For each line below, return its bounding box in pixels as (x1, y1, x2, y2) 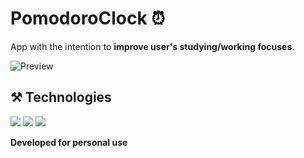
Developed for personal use (10, 136, 128, 148)
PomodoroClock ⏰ (10, 7, 166, 30)
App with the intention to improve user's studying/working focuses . (10, 40, 295, 52)
